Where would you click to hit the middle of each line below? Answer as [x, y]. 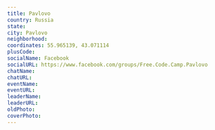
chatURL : [20, 77]
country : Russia [30, 20]
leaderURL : [23, 103]
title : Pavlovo [29, 13]
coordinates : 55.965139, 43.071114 [58, 45]
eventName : [23, 84]
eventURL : [21, 90]
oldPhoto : [21, 109]
